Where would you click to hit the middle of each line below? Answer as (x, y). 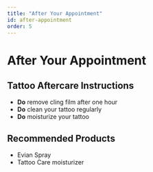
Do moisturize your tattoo (53, 117)
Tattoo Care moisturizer (50, 162)
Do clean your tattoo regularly (59, 109)
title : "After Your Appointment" (55, 13)
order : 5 (20, 26)
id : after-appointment (39, 20)
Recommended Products (61, 138)
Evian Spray (34, 155)
